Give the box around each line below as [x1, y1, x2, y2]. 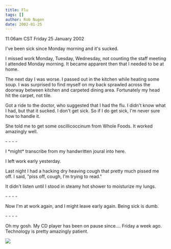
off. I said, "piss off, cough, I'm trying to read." [5, 173, 102, 180]
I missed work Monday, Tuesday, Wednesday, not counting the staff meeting [5, 56, 166, 62]
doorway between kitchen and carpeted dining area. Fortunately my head [5, 87, 160, 93]
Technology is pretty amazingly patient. [5, 228, 88, 235]
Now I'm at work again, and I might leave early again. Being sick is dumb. [5, 203, 159, 209]
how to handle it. [5, 113, 41, 119]
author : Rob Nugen [5, 17, 44, 22]
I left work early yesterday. [5, 158, 61, 164]
